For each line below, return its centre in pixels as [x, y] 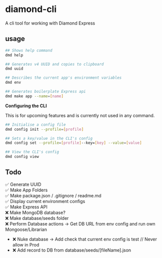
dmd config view [22, 157]
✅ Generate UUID [23, 184]
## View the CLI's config [32, 152]
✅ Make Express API [26, 207]
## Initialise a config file [35, 124]
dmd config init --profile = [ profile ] [44, 129]
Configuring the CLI [26, 106]
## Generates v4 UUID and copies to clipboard [54, 64]
